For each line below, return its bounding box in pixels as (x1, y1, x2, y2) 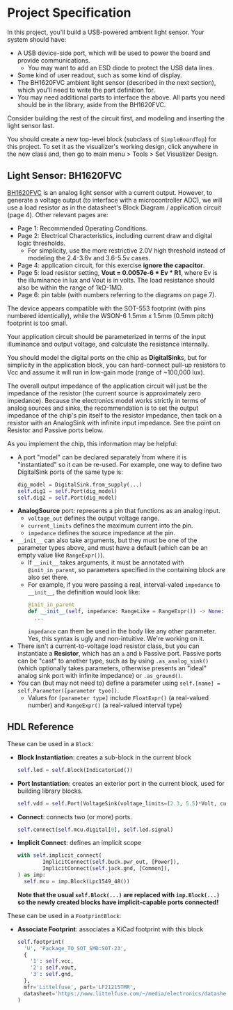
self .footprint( (17, 938, 65, 945)
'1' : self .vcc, (30, 958, 74, 965)
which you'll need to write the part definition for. (17, 86, 155, 94)
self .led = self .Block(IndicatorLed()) (17, 766, 134, 773)
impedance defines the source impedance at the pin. (27, 529, 175, 537)
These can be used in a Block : (7, 739, 94, 748)
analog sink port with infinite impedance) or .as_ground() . (17, 672, 183, 679)
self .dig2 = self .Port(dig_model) (17, 494, 118, 501)
